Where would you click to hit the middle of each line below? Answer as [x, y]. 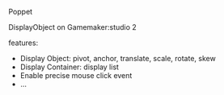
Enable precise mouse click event [76, 75]
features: [23, 43]
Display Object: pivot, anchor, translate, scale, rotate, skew [118, 58]
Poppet [21, 12]
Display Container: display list [70, 67]
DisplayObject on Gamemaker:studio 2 [73, 27]
